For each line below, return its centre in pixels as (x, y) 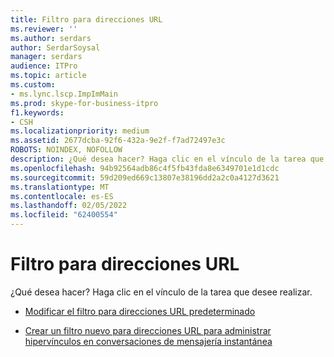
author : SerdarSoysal (55, 47)
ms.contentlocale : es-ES (62, 196)
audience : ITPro (44, 66)
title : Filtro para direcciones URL (86, 19)
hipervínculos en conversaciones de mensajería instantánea (148, 341)
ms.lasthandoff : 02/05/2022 (69, 206)
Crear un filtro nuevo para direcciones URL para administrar (148, 330)
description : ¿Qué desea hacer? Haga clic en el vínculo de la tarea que (167, 159)
